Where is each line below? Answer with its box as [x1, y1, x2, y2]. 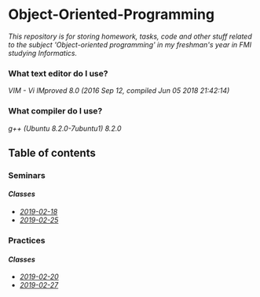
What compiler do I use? [8, 106, 103, 117]
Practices [8, 235, 46, 246]
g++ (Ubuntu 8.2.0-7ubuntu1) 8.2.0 [8, 124, 122, 133]
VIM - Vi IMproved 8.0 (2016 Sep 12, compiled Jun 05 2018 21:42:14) [8, 86, 230, 95]
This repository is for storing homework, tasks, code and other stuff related [8, 32, 253, 41]
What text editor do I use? [8, 68, 108, 79]
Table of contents [8, 146, 96, 159]
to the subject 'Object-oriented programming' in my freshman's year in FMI [8, 39, 252, 49]
